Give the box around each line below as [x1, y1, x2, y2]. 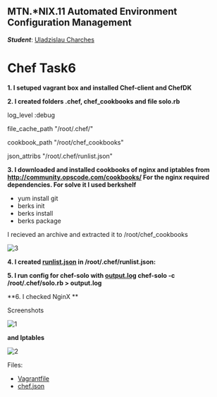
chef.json [17, 381, 45, 390]
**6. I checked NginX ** [7, 292, 79, 300]
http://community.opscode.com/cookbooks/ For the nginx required [7, 173, 210, 181]
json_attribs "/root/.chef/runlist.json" [7, 152, 113, 160]
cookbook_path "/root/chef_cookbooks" [7, 138, 124, 147]
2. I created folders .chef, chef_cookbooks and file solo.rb [7, 97, 180, 105]
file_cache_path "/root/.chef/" [7, 124, 94, 133]
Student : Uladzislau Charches [7, 35, 95, 44]
